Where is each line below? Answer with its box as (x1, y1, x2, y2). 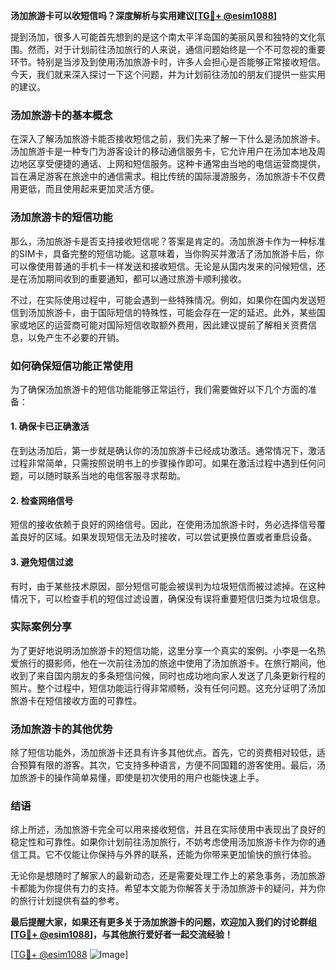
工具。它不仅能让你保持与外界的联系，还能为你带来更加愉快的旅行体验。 (18, 849, 317, 861)
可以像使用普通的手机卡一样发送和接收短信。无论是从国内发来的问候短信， (10, 260, 317, 272)
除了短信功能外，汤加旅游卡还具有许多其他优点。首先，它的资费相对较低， (10, 747, 317, 759)
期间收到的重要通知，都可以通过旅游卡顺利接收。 (44, 272, 247, 284)
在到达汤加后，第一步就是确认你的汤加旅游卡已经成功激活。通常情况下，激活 (10, 445, 326, 457)
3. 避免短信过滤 (10, 555, 74, 568)
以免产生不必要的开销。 (27, 331, 125, 343)
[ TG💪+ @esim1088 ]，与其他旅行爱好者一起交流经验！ (10, 929, 234, 941)
